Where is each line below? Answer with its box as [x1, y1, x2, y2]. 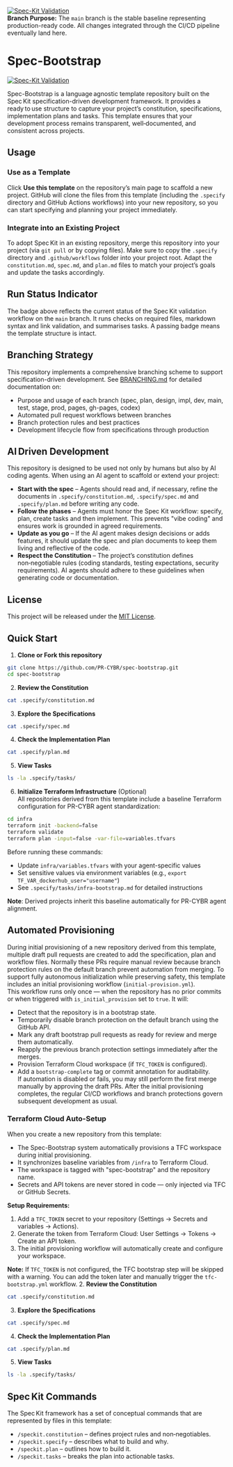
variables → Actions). [17, 1221, 79, 1230]
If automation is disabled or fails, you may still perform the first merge [17, 1075, 217, 1083]
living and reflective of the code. [17, 544, 111, 552]
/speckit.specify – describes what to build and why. [17, 1437, 169, 1446]
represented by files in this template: [7, 1416, 112, 1425]
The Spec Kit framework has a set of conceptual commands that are [7, 1409, 202, 1418]
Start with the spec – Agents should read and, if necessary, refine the [17, 485, 218, 493]
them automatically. [17, 1037, 74, 1046]
